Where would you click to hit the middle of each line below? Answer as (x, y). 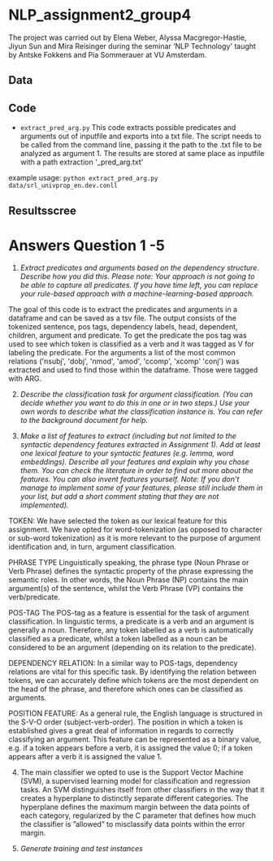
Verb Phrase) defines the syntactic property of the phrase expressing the (131, 572)
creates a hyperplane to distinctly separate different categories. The (134, 798)
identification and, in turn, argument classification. (93, 547)
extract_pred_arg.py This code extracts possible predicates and (128, 128)
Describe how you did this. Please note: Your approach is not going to (137, 276)
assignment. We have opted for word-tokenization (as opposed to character (135, 529)
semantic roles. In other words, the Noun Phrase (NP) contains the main (129, 580)
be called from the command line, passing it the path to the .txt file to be (141, 145)
